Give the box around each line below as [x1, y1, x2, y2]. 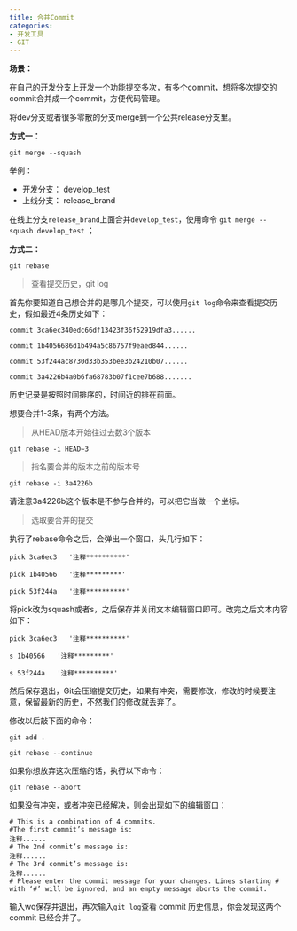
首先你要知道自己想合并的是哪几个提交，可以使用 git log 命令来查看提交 [9, 297, 270, 308]
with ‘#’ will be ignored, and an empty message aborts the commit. [9, 885, 268, 894]
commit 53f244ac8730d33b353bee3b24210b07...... [9, 357, 189, 367]
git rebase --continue [9, 749, 93, 758]
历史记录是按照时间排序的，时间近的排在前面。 [9, 390, 180, 400]
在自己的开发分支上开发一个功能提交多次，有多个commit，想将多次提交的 [9, 82, 277, 93]
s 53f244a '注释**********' [9, 669, 118, 678]
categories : [9, 21, 53, 30]
